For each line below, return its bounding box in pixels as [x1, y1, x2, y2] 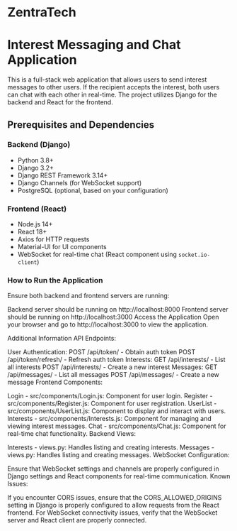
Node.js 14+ [17, 220, 53, 229]
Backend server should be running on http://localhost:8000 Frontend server [7, 305, 229, 314]
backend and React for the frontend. [7, 98, 113, 106]
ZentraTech [7, 4, 76, 21]
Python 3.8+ [17, 155, 54, 164]
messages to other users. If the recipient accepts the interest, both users [7, 83, 220, 92]
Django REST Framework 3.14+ [17, 171, 108, 180]
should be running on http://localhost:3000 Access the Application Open [7, 313, 219, 322]
